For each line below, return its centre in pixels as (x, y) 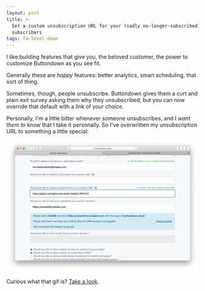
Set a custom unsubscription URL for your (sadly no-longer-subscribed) (106, 26)
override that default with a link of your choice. (65, 106)
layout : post (23, 13)
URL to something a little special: (48, 131)
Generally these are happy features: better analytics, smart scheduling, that (101, 75)
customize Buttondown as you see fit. (54, 64)
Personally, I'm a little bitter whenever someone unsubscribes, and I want (99, 119)
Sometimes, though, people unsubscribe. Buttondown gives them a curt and (102, 94)
